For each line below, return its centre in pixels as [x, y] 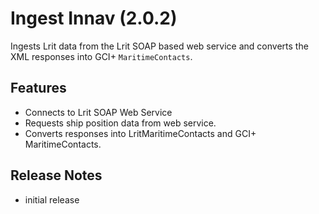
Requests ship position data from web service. [120, 123]
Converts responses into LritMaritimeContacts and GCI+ [140, 133]
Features [38, 88]
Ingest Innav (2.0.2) [94, 18]
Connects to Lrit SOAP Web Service [98, 112]
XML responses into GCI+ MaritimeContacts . [101, 56]
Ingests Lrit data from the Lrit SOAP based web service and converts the [159, 46]
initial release [52, 199]
